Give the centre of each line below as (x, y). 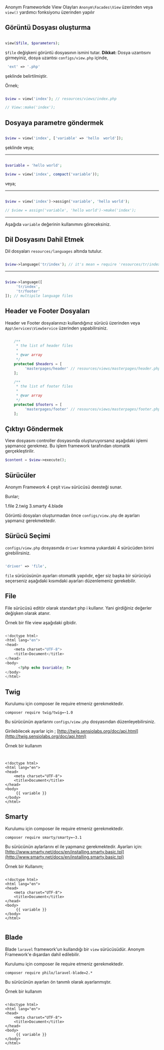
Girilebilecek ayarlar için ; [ (32, 731)
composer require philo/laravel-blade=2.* (49, 973)
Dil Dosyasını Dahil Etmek (45, 239)
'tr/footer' (28, 291)
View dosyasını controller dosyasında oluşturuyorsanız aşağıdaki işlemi (76, 441)
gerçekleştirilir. (20, 451)
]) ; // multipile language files (39, 296)
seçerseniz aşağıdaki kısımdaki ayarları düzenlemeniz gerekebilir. (71, 581)
